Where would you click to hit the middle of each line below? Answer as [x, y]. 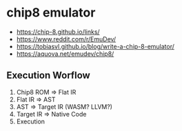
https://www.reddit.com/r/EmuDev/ [66, 39]
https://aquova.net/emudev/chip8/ [65, 54]
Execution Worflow [48, 75]
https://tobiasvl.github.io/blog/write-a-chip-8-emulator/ [95, 46]
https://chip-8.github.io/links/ [58, 32]
